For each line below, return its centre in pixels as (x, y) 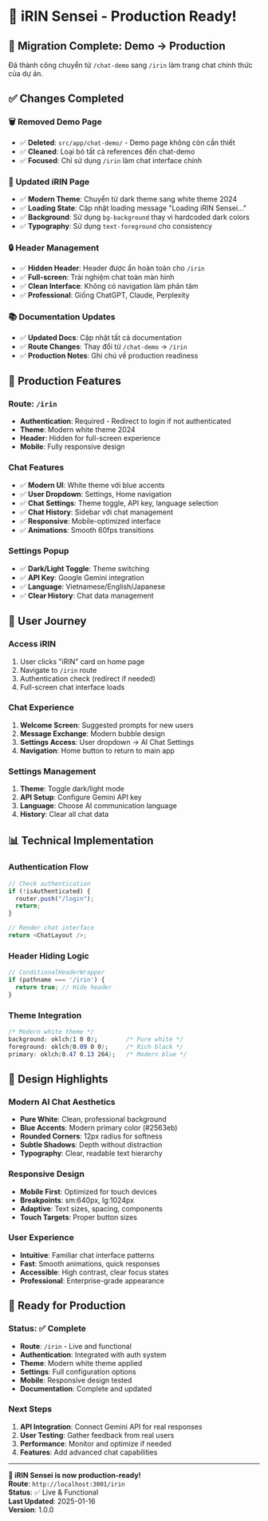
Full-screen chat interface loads (72, 686)
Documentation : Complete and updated (86, 1388)
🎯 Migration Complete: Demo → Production (117, 46)
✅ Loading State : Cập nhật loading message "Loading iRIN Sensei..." (133, 208)
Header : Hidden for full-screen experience (90, 438)
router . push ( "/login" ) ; (55, 899)
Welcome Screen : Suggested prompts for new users (106, 725)
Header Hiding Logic (49, 955)
